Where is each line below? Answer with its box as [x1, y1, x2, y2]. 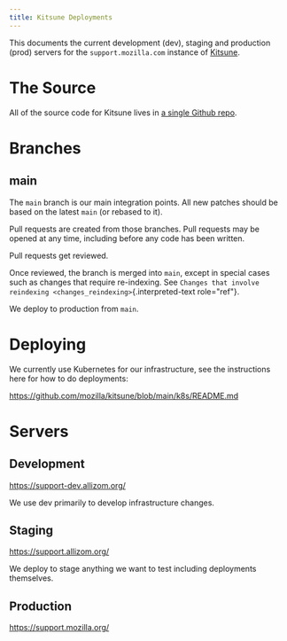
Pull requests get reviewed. [9, 250, 109, 261]
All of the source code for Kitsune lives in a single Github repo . [9, 107, 237, 118]
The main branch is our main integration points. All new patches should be [9, 197, 279, 207]
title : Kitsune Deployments [9, 12, 113, 22]
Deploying [9, 334, 87, 355]
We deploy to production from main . [9, 303, 139, 314]
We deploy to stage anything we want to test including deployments [9, 564, 257, 575]
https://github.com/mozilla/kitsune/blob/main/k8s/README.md [9, 390, 239, 401]
